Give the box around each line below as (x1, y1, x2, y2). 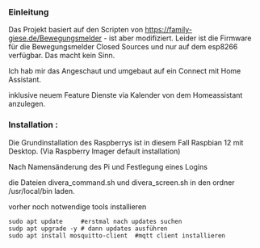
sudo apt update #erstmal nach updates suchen (8, 217, 182, 225)
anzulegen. (8, 99, 46, 109)
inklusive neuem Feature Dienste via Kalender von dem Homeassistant (8, 90, 243, 100)
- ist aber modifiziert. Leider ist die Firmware (103, 33, 252, 43)
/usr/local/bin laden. (8, 186, 75, 195)
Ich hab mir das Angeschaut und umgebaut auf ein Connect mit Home (8, 66, 241, 76)
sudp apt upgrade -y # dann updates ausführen (8, 225, 168, 233)
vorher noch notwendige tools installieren (8, 201, 147, 212)
